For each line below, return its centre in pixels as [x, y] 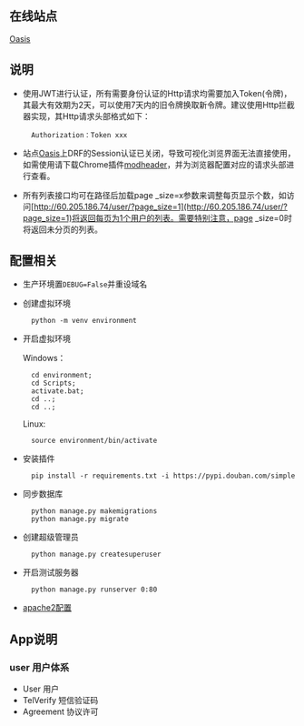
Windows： [44, 358]
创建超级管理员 [50, 537]
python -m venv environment [84, 321]
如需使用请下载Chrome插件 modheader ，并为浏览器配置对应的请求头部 [154, 164]
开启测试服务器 [50, 572]
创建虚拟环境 [46, 304]
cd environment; [62, 376]
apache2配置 [47, 608]
